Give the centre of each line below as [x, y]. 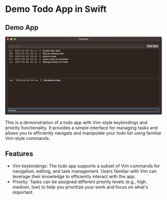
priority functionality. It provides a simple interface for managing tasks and [82, 128]
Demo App [22, 28]
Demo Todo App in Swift [56, 9]
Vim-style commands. [28, 138]
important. [23, 192]
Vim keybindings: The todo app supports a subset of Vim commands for [86, 166]
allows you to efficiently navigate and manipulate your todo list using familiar [83, 133]
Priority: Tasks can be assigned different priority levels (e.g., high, [80, 182]
